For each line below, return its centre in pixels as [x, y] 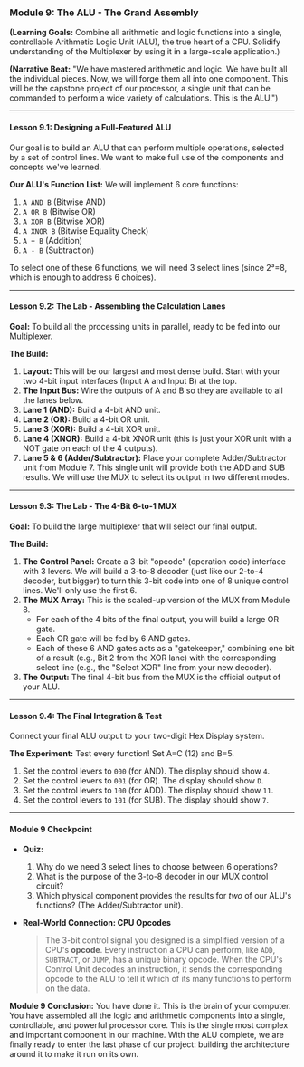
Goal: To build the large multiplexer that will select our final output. [133, 526]
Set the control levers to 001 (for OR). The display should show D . [143, 781]
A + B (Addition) [52, 240]
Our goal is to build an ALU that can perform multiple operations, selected [147, 148]
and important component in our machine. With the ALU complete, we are [147, 1035]
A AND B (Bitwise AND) [64, 202]
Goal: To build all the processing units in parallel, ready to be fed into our [145, 326]
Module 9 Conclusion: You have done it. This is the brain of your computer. [150, 1006]
